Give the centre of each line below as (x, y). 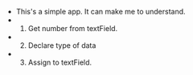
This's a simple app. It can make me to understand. (101, 12)
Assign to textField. (60, 62)
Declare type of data (62, 45)
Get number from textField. (73, 28)
